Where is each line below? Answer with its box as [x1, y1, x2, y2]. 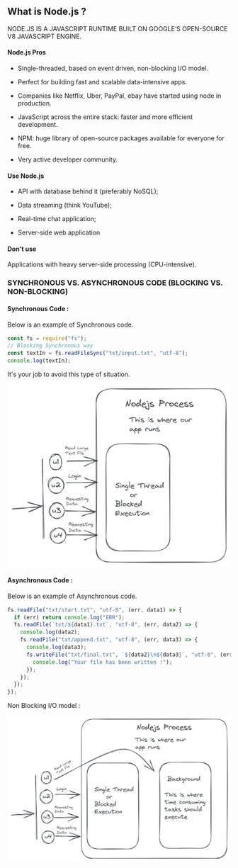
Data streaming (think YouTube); [17, 201, 112, 210]
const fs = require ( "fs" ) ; [7, 334, 87, 342]
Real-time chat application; [17, 215, 97, 223]
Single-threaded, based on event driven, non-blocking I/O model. [17, 64, 209, 73]
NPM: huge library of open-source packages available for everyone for [17, 134, 225, 142]
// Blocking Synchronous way [7, 342, 93, 349]
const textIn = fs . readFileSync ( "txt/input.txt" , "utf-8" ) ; [7, 350, 189, 357]
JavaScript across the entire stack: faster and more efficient [17, 113, 193, 121]
